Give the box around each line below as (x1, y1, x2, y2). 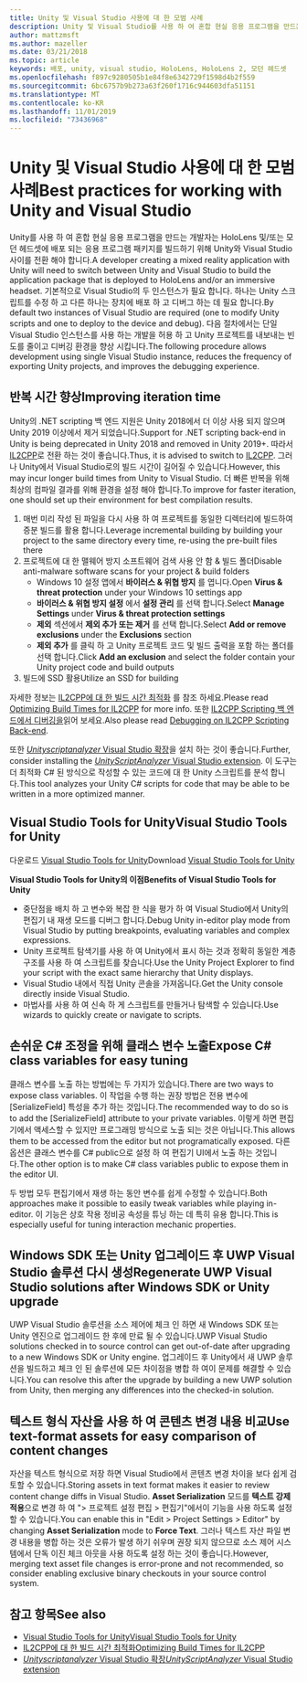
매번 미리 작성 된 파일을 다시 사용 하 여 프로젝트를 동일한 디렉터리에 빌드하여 (22, 513, 294, 524)
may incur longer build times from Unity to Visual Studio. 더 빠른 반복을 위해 (9, 472, 291, 483)
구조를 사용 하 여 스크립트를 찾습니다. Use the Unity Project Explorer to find (22, 957, 295, 968)
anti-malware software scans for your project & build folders (22, 566, 249, 577)
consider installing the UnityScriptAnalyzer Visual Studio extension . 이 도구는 (9, 755, 297, 766)
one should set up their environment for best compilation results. (9, 494, 253, 505)
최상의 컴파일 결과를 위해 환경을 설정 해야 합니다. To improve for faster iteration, (9, 483, 297, 494)
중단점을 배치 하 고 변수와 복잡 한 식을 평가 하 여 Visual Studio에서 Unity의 (22, 903, 290, 914)
